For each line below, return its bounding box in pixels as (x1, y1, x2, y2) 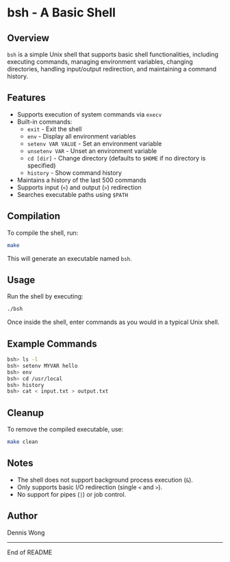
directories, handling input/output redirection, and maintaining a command (7, 65, 217, 73)
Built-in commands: (16, 117, 73, 126)
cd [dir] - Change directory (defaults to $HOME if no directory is (27, 154, 206, 162)
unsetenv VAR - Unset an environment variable (27, 146, 157, 155)
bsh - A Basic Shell (7, 5, 116, 21)
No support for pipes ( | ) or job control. (16, 490, 127, 498)
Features (7, 92, 46, 104)
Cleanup (7, 407, 44, 419)
